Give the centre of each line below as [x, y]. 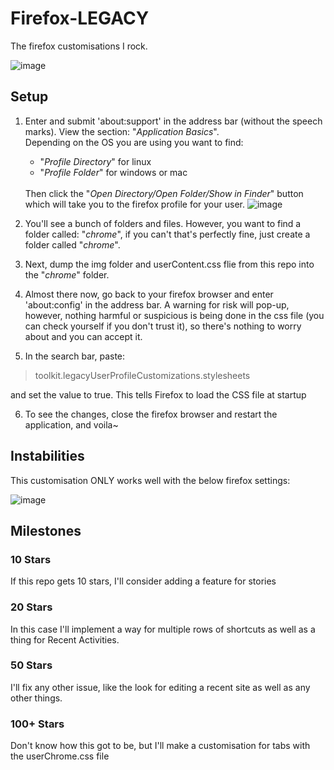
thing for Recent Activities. [65, 639]
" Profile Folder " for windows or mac [113, 172]
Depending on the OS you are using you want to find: [134, 142]
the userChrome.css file [60, 756]
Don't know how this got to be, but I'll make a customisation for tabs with [160, 746]
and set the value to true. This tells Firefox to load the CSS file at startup [158, 394]
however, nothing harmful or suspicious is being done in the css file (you [174, 315]
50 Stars [31, 665]
